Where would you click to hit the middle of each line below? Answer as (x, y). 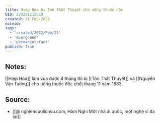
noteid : (13, 24)
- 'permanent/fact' (30, 42)
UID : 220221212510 (24, 14)
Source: (18, 99)
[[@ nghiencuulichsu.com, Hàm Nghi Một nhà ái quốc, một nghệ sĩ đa (83, 112)
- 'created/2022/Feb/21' (35, 33)
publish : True (20, 47)
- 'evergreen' (24, 38)
